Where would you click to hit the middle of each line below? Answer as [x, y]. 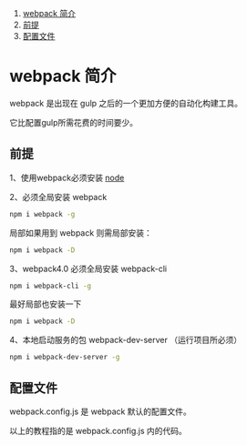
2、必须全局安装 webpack [58, 197]
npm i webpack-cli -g [51, 286]
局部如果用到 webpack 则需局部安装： [81, 233]
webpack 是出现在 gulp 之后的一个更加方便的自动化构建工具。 [126, 103]
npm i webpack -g [42, 214]
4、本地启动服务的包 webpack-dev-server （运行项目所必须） [126, 340]
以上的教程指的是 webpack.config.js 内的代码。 [98, 430]
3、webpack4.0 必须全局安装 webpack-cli [88, 268]
